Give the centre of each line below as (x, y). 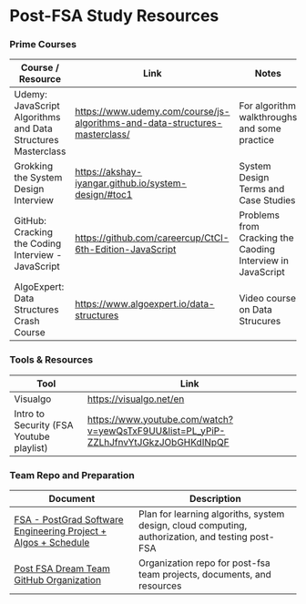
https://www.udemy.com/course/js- (152, 112)
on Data (256, 310)
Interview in (264, 261)
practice (257, 140)
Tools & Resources (51, 360)
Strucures (260, 322)
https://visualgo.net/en (136, 399)
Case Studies (267, 200)
